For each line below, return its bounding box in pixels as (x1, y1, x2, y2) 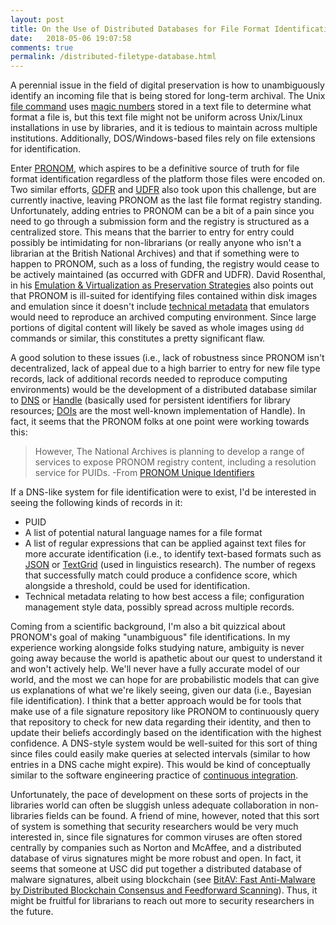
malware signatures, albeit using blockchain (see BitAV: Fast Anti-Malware (10, 874, 316, 886)
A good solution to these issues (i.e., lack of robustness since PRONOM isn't (10, 352, 325, 364)
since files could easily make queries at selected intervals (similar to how (10, 748, 311, 760)
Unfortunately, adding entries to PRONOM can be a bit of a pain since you (10, 205, 315, 217)
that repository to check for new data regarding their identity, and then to (10, 716, 312, 728)
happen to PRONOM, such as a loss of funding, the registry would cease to (10, 258, 320, 270)
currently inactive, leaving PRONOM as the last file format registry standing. (10, 194, 323, 206)
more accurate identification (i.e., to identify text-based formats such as (24, 548, 322, 560)
